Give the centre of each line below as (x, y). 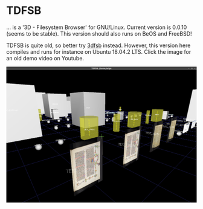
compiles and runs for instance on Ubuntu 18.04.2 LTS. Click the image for (99, 51)
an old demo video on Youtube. (45, 58)
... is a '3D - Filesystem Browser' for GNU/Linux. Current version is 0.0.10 (97, 27)
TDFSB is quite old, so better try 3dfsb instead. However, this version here (98, 45)
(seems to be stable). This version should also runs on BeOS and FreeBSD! (99, 33)
